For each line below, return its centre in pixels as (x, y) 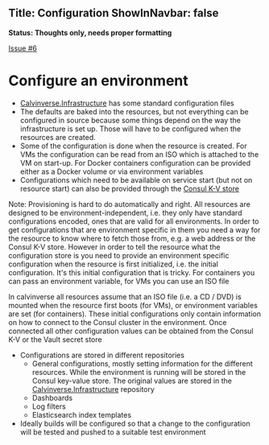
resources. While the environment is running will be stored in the (139, 372)
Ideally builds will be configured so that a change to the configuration (135, 423)
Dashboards (52, 398)
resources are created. (58, 137)
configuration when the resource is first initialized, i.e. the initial (114, 264)
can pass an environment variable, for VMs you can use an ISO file (119, 281)
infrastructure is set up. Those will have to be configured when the (130, 129)
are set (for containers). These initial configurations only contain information (135, 314)
